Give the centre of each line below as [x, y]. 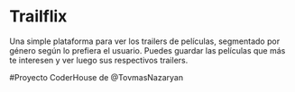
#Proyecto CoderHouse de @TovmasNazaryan [96, 77]
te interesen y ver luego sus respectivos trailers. [99, 60]
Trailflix [38, 17]
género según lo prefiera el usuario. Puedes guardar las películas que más [147, 50]
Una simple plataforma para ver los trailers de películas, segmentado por [145, 41]
